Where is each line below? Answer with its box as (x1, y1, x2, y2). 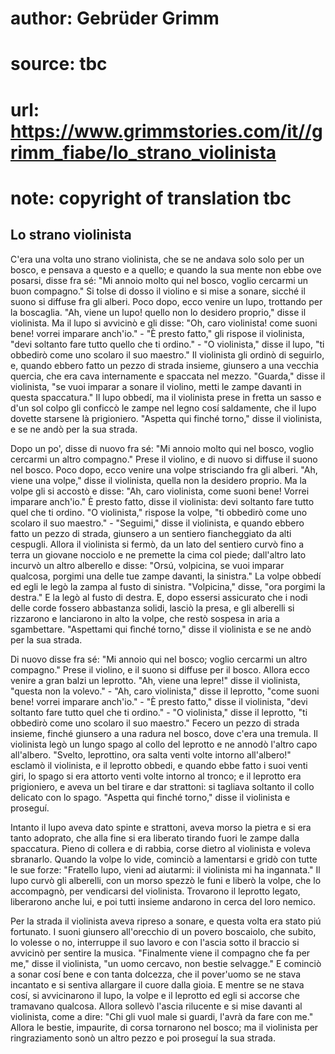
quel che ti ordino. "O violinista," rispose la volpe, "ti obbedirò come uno (10, 506, 308, 518)
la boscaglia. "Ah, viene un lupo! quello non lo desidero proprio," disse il (10, 306, 307, 318)
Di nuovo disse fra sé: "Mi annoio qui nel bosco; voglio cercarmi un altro (10, 653, 308, 665)
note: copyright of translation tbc (10, 187, 292, 209)
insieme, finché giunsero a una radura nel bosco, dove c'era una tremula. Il (10, 727, 318, 739)
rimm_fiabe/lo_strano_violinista (10, 141, 277, 164)
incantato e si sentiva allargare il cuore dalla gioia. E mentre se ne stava (10, 978, 305, 991)
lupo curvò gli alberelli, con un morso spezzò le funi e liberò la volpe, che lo (10, 874, 322, 886)
